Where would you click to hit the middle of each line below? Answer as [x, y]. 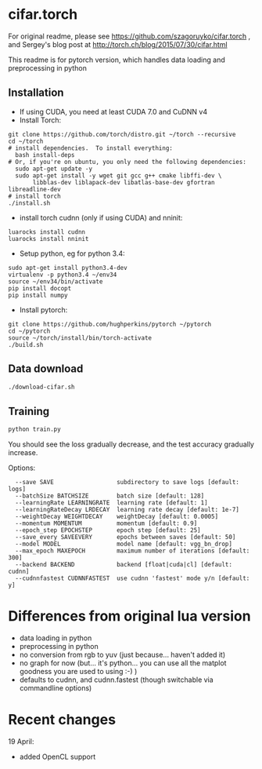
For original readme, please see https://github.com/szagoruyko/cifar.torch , [129, 36]
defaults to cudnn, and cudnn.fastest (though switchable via [116, 680]
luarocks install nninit [48, 239]
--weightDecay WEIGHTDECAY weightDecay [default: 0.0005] [117, 517]
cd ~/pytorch [29, 331]
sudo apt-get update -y [54, 169]
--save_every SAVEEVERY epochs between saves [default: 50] [126, 538]
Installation [36, 93]
